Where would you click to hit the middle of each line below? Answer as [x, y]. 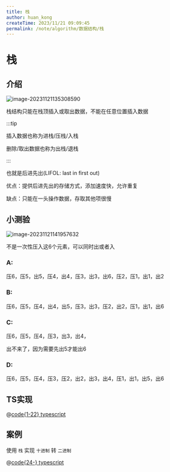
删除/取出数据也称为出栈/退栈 [43, 149]
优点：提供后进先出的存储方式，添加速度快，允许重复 [72, 186]
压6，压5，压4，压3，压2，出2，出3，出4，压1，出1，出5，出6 [85, 379]
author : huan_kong [29, 17]
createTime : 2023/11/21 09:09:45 [48, 23]
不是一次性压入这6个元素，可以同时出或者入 [61, 247]
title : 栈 [18, 12]
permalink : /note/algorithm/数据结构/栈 [55, 29]
